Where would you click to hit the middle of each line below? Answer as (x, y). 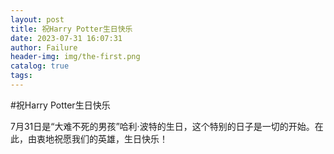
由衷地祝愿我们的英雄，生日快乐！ (97, 138)
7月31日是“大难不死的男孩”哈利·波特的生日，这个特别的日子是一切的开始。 (162, 126)
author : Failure (44, 47)
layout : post (37, 19)
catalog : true (40, 66)
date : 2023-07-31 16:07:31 (66, 38)
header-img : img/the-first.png (75, 57)
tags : (21, 76)
